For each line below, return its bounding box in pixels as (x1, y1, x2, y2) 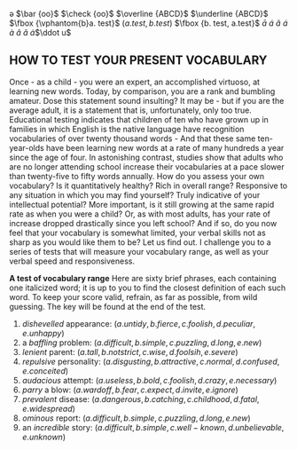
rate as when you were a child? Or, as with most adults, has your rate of (9, 209, 270, 219)
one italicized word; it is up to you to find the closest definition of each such (9, 282, 286, 293)
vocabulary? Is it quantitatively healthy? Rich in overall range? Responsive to (9, 180, 288, 191)
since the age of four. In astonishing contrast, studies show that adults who (9, 152, 284, 162)
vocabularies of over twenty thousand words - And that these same (9, 133, 256, 144)
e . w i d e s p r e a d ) (21, 403, 75, 414)
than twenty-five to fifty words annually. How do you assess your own (9, 170, 265, 181)
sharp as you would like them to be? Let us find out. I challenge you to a (9, 236, 272, 248)
